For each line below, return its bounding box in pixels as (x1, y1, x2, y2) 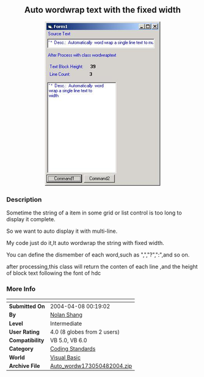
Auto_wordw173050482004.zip (49, 362, 133, 369)
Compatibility (9, 337, 45, 344)
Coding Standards (49, 345, 96, 353)
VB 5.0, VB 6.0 (49, 337, 87, 344)
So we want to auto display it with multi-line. (6, 227, 118, 235)
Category (9, 345, 34, 353)
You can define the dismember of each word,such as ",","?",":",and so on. (6, 251, 190, 258)
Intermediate (49, 320, 82, 327)
